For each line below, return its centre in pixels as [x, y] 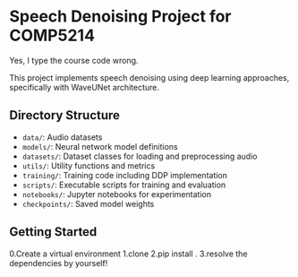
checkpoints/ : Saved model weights [88, 203]
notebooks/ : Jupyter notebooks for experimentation [117, 194]
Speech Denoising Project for [120, 17]
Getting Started [53, 232]
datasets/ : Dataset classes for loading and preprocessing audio [140, 156]
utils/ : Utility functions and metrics [89, 165]
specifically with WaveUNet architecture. [84, 87]
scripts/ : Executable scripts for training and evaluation [124, 185]
